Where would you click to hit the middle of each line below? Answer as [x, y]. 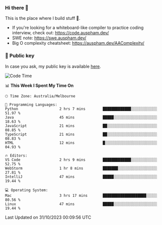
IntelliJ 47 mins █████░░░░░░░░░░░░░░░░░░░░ [81, 177]
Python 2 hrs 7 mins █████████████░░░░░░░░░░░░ [81, 109]
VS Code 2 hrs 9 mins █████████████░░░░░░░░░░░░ [81, 160]
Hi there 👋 [17, 8]
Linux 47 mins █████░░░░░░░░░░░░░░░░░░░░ [81, 204]
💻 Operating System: [27, 190]
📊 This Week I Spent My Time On [39, 85]
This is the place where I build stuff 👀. [43, 18]
